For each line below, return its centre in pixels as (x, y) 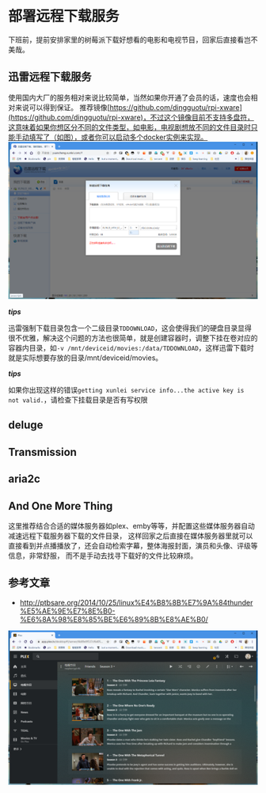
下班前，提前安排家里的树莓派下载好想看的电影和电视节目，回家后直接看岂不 (133, 40)
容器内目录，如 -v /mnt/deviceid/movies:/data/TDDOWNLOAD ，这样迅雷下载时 (131, 348)
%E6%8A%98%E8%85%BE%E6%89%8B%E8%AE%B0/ (114, 619)
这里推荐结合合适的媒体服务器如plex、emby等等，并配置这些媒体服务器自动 (132, 526)
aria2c (25, 479)
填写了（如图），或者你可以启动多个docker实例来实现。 (118, 137)
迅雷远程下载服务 (50, 77)
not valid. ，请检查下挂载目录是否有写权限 (78, 400)
